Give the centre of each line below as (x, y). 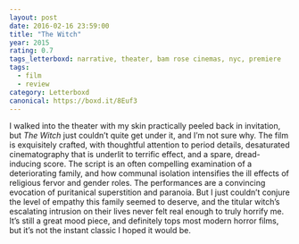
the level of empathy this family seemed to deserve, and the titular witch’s (145, 202)
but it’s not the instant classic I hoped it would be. (100, 231)
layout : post (33, 17)
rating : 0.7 (31, 51)
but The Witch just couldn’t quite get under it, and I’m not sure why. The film (149, 136)
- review (33, 84)
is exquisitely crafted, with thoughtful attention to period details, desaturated (149, 145)
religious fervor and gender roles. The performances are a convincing (137, 183)
